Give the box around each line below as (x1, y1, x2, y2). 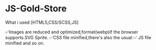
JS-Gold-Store (5, 3, 67, 14)
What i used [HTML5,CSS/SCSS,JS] (5, 19, 79, 25)
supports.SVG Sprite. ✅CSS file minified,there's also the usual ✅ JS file (5, 34, 152, 40)
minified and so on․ (5, 40, 45, 46)
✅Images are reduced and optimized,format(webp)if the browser (5, 29, 139, 35)
